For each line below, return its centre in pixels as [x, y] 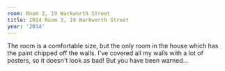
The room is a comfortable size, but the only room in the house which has [113, 46]
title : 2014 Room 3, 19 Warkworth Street [68, 20]
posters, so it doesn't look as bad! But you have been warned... [98, 61]
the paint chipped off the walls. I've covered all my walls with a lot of [106, 53]
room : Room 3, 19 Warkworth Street [59, 13]
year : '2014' [26, 26]
